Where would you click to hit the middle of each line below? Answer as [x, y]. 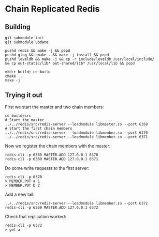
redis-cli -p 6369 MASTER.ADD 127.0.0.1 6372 [51, 207]
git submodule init [25, 38]
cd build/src [18, 116]
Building [18, 27]
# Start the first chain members [39, 128]
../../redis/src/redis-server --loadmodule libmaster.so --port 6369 [77, 124]
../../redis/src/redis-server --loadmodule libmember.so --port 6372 [77, 203]
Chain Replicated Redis [52, 9]
